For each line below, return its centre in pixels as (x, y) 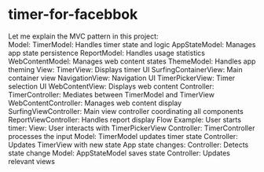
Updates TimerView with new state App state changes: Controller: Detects (128, 145)
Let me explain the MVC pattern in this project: (83, 36)
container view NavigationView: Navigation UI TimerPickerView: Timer (122, 78)
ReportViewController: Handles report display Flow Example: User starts (125, 119)
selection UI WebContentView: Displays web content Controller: (111, 86)
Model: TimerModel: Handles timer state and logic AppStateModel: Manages (132, 44)
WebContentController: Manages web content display (95, 103)
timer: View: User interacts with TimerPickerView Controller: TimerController (132, 128)
